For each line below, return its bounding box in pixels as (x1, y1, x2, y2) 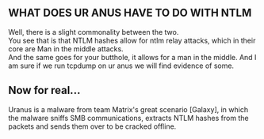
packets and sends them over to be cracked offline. (8, 122, 177, 131)
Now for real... (8, 84, 81, 97)
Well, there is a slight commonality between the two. (8, 27, 179, 36)
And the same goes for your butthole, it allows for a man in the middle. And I (8, 52, 257, 62)
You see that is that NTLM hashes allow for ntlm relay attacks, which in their (8, 36, 256, 45)
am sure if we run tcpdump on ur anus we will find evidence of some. (8, 61, 235, 70)
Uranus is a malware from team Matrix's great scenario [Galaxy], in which (8, 104, 248, 114)
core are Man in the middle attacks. (8, 43, 124, 54)
